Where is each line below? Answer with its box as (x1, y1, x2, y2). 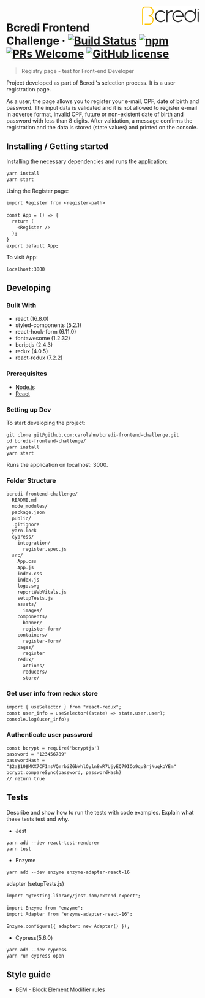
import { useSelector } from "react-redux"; (6, 704, 122, 710)
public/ (12, 515, 32, 522)
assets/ (17, 601, 37, 608)
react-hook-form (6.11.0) (15, 328, 76, 336)
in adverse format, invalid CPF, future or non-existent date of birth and (6, 110, 184, 118)
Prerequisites (6, 369, 47, 378)
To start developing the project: (6, 420, 86, 427)
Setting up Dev (6, 405, 51, 413)
